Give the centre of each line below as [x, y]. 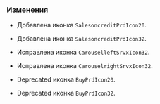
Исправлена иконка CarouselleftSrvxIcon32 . [83, 52]
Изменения [27, 10]
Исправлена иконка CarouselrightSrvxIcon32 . [85, 66]
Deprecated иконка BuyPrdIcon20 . [66, 79]
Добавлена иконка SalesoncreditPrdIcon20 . [82, 25]
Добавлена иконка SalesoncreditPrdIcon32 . [82, 39]
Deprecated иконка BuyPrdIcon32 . [66, 93]
